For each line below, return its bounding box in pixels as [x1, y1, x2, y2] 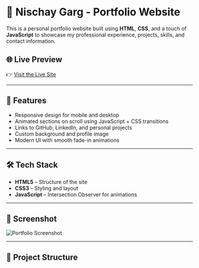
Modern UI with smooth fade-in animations [14, 136, 120, 144]
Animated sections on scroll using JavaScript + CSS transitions [14, 118, 169, 125]
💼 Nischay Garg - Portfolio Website [6, 5, 181, 19]
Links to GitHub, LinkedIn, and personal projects [14, 124, 132, 131]
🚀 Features [6, 96, 47, 106]
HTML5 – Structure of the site [14, 179, 88, 186]
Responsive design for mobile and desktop [14, 111, 120, 118]
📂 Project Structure [6, 252, 78, 262]
